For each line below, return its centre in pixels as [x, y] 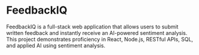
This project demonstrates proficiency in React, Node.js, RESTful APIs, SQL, [99, 39]
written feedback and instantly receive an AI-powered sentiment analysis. [97, 33]
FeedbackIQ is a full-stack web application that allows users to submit [92, 27]
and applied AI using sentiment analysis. [56, 46]
